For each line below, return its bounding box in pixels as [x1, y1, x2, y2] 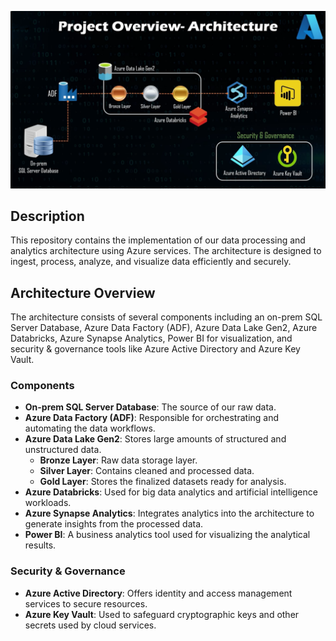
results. [24, 539, 57, 551]
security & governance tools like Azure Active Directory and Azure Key [10, 343, 301, 355]
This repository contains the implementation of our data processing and [10, 234, 306, 246]
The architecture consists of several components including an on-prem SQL [10, 311, 323, 323]
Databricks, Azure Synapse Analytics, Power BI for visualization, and [10, 332, 293, 345]
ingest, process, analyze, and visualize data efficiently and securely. [10, 256, 292, 268]
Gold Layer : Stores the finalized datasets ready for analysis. [39, 476, 287, 488]
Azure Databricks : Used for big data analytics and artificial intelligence [24, 486, 318, 498]
